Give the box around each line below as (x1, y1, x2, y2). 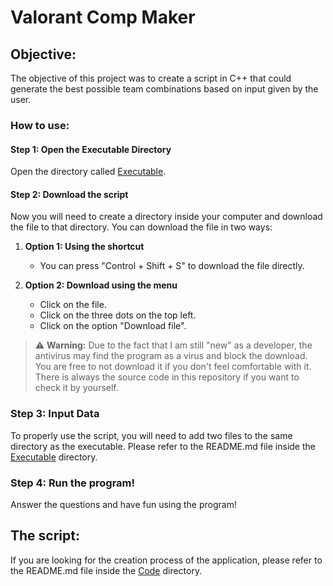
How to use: (10, 118, 70, 132)
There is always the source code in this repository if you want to (34, 371, 300, 383)
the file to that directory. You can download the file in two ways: (10, 221, 273, 233)
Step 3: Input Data (10, 407, 100, 421)
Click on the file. (39, 299, 107, 311)
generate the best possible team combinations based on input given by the (10, 83, 319, 95)
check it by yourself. (34, 382, 119, 394)
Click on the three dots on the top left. (39, 309, 197, 321)
